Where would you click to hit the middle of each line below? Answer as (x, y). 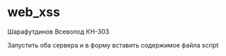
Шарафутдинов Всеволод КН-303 (58, 31)
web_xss (34, 12)
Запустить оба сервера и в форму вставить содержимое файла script (113, 45)
